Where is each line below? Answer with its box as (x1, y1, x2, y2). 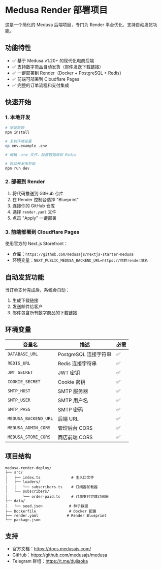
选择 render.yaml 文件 (12, 209, 57, 214)
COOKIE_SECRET (7, 379, 41, 384)
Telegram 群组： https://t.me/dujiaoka (12, 558, 88, 564)
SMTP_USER (7, 397, 31, 403)
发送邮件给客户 (12, 303, 43, 309)
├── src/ (5, 470, 23, 475)
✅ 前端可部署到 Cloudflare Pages (12, 76, 80, 82)
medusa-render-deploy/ (5, 465, 52, 470)
